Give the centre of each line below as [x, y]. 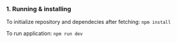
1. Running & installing [39, 9]
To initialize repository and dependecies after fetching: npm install [88, 22]
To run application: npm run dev [45, 33]
